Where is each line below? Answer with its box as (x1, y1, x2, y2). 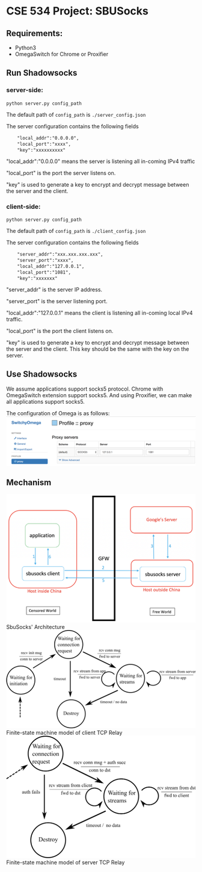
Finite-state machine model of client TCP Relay (6, 729, 123, 737)
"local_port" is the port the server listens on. (6, 169, 116, 176)
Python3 (14, 44, 36, 51)
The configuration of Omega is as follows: (6, 409, 110, 416)
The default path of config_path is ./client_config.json (6, 227, 146, 234)
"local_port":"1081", (17, 269, 71, 275)
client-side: (6, 202, 41, 211)
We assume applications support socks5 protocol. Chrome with (6, 385, 164, 392)
